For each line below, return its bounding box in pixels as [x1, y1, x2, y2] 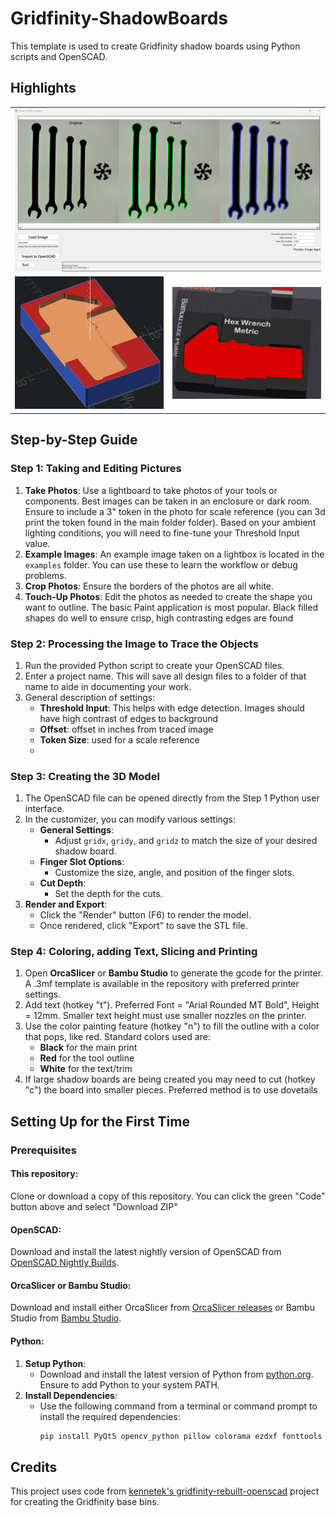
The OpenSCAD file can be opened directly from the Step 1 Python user [24, 792, 320, 804]
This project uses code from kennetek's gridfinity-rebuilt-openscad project [10, 1485, 320, 1497]
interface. [24, 803, 65, 815]
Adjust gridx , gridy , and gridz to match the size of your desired [54, 835, 318, 847]
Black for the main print [39, 1042, 138, 1054]
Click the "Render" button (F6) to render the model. [39, 909, 252, 921]
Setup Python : [24, 1357, 87, 1369]
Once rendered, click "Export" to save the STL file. [39, 920, 248, 932]
